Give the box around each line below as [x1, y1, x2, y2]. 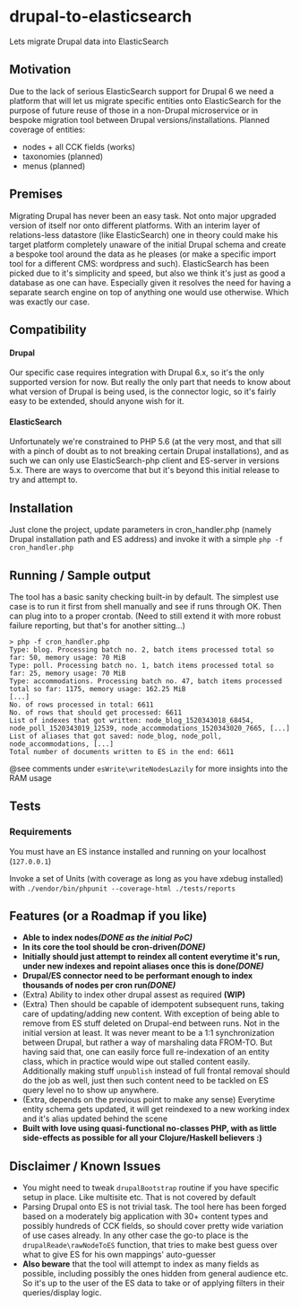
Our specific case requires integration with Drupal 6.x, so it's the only [9, 367, 265, 378]
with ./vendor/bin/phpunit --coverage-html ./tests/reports [9, 882, 236, 893]
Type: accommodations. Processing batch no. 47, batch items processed [9, 676, 282, 686]
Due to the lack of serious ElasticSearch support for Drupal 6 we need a [9, 85, 275, 96]
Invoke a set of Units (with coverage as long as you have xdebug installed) [9, 873, 284, 883]
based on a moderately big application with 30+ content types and [21, 1211, 269, 1222]
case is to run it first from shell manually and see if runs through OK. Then [9, 601, 282, 611]
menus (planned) [21, 160, 86, 171]
